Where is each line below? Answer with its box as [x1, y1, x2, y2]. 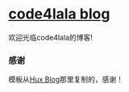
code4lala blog [8, 5, 110, 23]
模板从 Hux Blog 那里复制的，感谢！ [8, 74, 123, 85]
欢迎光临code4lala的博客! [8, 32, 93, 42]
